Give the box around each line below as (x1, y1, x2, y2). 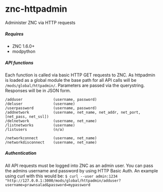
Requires (5, 31, 24, 37)
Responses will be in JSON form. (5, 87, 71, 94)
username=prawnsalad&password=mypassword (5, 182, 91, 187)
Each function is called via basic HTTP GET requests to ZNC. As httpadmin (5, 72, 155, 78)
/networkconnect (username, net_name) (5, 136, 97, 141)
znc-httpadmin (5, 3, 67, 15)
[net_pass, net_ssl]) (5, 114, 49, 119)
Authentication (5, 150, 37, 156)
